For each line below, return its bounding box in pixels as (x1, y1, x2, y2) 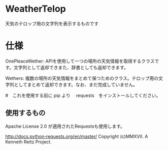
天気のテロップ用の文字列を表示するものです (5, 20, 99, 26)
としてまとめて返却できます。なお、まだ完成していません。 (14, 81, 138, 87)
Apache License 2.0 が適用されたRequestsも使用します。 (5, 123, 125, 129)
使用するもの (5, 109, 46, 117)
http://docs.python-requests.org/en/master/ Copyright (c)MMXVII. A (5, 133, 148, 139)
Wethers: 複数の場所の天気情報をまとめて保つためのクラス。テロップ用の (5, 75, 159, 81)
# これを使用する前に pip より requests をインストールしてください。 (5, 92, 161, 98)
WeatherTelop (5, 3, 66, 15)
